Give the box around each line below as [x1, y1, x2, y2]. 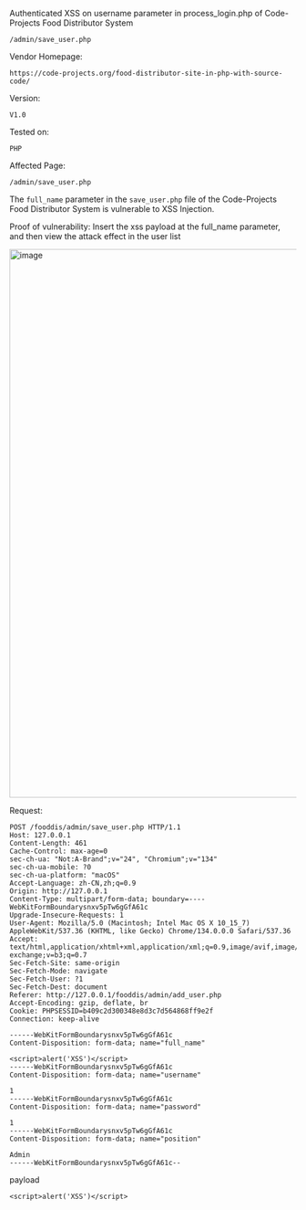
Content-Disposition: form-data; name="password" [9, 1102, 202, 1111]
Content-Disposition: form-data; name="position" [9, 1134, 202, 1143]
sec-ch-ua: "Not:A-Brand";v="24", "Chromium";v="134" [9, 855, 219, 864]
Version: [9, 93, 41, 103]
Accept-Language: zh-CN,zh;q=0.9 [9, 879, 137, 888]
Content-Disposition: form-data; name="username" [9, 1070, 202, 1079]
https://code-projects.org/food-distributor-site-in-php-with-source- [9, 68, 283, 78]
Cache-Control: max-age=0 [9, 847, 107, 856]
